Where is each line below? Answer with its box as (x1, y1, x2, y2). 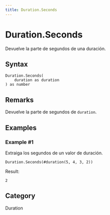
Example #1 (5, 138, 34, 145)
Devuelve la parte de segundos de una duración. (5, 46, 106, 52)
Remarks (5, 96, 34, 104)
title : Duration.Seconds (5, 7, 57, 13)
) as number (5, 82, 30, 87)
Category (5, 191, 36, 200)
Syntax (5, 60, 28, 68)
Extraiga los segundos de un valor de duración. (5, 150, 103, 156)
